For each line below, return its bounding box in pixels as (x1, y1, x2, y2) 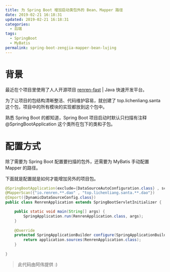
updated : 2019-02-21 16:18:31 (5, 17, 69, 22)
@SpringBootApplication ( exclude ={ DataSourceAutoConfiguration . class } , (5, 186, 159, 191)
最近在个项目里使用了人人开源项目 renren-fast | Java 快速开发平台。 (5, 86, 147, 93)
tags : (5, 31, 17, 36)
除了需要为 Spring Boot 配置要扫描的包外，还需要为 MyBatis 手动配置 (5, 158, 149, 164)
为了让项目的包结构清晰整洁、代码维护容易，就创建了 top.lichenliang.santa (5, 97, 161, 103)
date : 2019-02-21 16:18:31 (5, 12, 62, 17)
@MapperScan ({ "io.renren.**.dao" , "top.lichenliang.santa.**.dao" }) (5, 190, 155, 196)
